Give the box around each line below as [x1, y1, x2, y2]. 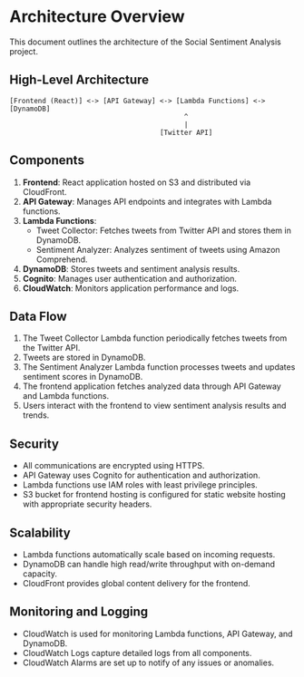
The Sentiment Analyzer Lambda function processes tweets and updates [22, 362, 296, 372]
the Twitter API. [22, 343, 81, 353]
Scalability [9, 525, 71, 540]
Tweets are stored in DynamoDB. [22, 352, 146, 363]
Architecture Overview [9, 6, 185, 27]
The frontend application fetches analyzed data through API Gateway [22, 381, 281, 392]
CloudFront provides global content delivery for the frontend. [22, 578, 251, 588]
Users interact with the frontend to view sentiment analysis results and [22, 401, 287, 411]
